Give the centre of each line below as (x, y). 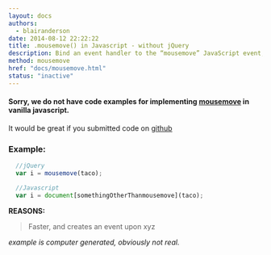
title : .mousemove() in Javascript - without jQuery (99, 46)
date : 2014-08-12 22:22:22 (54, 38)
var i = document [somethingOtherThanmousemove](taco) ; (110, 195)
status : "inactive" (41, 76)
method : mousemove (39, 61)
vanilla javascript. (39, 111)
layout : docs (30, 16)
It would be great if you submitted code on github (90, 128)
